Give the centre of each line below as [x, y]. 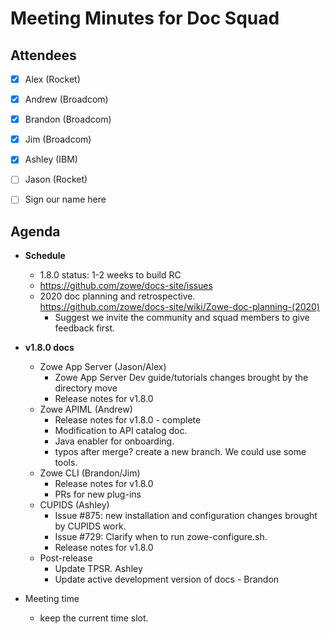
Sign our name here [65, 199]
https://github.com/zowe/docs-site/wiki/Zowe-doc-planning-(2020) [179, 307]
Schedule [45, 256]
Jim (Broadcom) [58, 139]
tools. [66, 463]
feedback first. [85, 328]
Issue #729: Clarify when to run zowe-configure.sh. [161, 537]
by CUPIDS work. [90, 526]
